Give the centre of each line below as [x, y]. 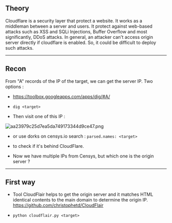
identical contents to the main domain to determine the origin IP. [80, 200]
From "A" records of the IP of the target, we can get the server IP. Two [79, 81]
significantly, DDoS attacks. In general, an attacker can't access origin [79, 37]
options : [15, 86]
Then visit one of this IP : [39, 116]
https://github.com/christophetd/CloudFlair [58, 205]
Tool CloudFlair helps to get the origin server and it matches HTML [83, 194]
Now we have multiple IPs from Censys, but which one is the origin [83, 156]
